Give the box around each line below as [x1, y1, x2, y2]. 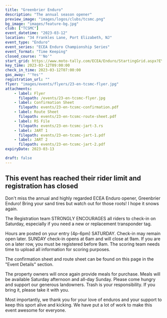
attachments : [5, 86, 32, 91]
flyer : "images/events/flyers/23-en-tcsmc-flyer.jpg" [5, 81, 119, 86]
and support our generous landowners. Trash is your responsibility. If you [5, 282, 156, 288]
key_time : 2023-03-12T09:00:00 [5, 63, 70, 68]
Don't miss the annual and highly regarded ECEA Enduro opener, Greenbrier [5, 195, 161, 201]
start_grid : [5, 58, 30, 63]
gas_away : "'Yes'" [5, 72, 43, 77]
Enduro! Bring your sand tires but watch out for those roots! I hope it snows [5, 200, 159, 206]
